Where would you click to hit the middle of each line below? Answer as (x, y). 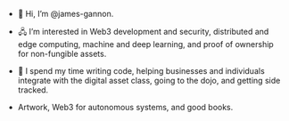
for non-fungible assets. (62, 54)
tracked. (33, 90)
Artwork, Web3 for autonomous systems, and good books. (125, 107)
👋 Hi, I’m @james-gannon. (66, 14)
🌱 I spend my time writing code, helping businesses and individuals (141, 71)
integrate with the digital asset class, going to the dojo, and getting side (149, 81)
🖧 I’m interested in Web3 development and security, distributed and (143, 32)
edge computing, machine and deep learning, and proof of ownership (145, 44)
